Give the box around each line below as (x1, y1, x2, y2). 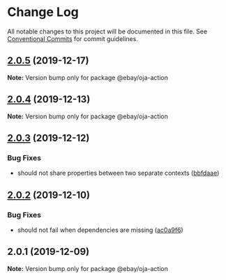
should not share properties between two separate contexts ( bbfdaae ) (17, 169, 220, 178)
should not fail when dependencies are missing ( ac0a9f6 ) (17, 226, 183, 234)
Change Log (7, 4, 79, 20)
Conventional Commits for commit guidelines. (7, 34, 138, 42)
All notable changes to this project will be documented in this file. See (7, 27, 208, 36)
